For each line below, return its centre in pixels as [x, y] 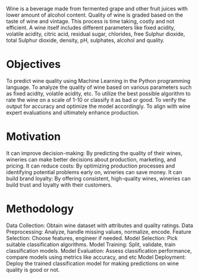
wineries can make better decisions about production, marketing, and [91, 159]
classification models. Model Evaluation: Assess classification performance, [99, 250]
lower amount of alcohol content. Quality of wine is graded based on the [94, 15]
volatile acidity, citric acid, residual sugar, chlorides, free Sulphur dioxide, [96, 34]
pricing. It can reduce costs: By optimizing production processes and [91, 166]
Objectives [34, 64]
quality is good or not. [33, 269]
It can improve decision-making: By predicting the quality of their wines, [94, 153]
